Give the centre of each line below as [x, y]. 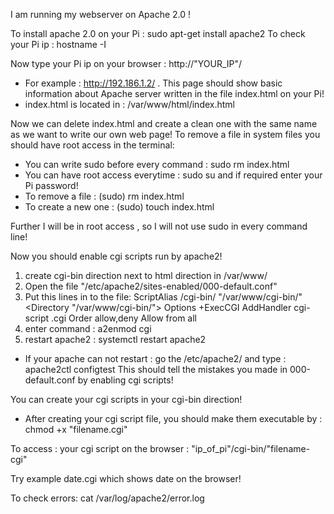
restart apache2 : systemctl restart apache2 [115, 339]
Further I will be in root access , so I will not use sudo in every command [159, 226]
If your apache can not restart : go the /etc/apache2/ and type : [155, 358]
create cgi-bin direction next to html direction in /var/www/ [146, 275]
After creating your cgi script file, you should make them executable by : [173, 418]
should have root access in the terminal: [92, 145]
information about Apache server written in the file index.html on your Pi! [174, 93]
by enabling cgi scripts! [125, 380]
